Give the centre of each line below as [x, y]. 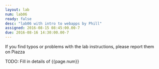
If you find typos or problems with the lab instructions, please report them [80, 47]
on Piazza [15, 52]
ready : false [18, 19]
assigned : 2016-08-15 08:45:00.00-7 [42, 28]
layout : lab [17, 10]
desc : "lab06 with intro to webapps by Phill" [53, 23]
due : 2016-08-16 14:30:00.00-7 [37, 33]
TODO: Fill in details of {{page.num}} [42, 61]
